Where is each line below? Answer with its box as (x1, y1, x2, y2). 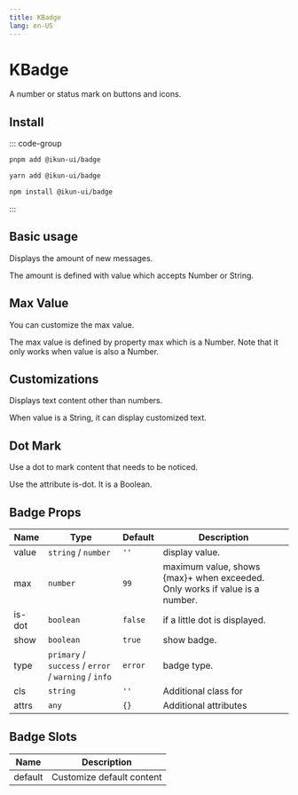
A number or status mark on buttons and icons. (9, 89, 182, 99)
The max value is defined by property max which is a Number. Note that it (9, 337, 278, 347)
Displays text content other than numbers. (9, 395, 163, 406)
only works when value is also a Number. (9, 346, 160, 356)
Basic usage (9, 229, 78, 244)
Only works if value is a (162, 583, 260, 595)
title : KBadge (9, 12, 62, 22)
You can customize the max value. (9, 319, 135, 330)
